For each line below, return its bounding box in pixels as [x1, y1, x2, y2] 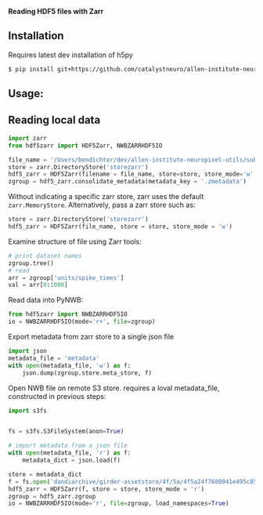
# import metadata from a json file [8, 442, 128, 450]
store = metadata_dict [8, 470, 82, 478]
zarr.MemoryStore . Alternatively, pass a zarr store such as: [8, 200, 196, 210]
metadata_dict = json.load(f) [22, 456, 121, 465]
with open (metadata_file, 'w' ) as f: [8, 361, 131, 369]
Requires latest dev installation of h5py [8, 50, 133, 60]
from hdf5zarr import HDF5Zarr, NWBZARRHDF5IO [8, 141, 163, 150]
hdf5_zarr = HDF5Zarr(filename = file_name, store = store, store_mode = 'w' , [8, 170, 258, 179]
